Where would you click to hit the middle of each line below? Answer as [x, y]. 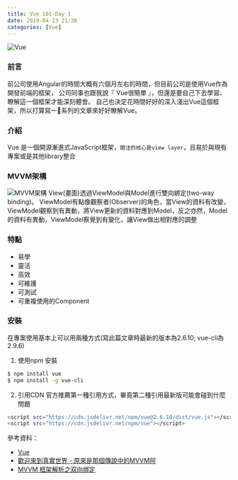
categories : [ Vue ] [34, 27]
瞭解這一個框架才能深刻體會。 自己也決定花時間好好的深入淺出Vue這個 [110, 101]
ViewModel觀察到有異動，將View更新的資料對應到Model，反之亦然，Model [118, 211]
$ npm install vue [34, 374]
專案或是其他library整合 [41, 156]
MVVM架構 [27, 176]
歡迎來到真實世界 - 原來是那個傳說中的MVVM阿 [86, 461]
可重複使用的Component [53, 301]
